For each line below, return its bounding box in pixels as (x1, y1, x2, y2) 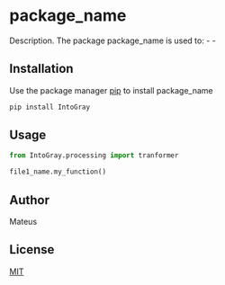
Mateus (9, 217, 38, 227)
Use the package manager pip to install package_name (9, 85, 213, 95)
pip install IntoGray (9, 102, 91, 111)
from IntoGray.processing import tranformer (9, 151, 179, 160)
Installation (9, 61, 74, 76)
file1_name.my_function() (9, 167, 106, 176)
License (9, 242, 55, 257)
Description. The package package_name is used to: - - (9, 35, 216, 46)
